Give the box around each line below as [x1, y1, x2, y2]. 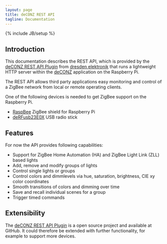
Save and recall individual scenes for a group [12, 189, 106, 195]
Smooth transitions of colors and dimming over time [12, 184, 120, 190]
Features [5, 129, 34, 137]
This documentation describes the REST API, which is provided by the [5, 58, 150, 64]
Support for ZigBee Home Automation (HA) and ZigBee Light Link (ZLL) [12, 152, 159, 158]
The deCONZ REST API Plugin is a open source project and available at [5, 222, 152, 228]
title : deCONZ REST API [5, 12, 55, 17]
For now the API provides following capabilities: [5, 142, 104, 148]
